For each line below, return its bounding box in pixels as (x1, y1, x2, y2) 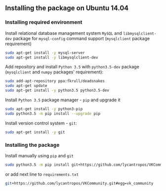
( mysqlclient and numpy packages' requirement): (5, 69, 104, 75)
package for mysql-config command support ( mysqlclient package (13, 35, 150, 41)
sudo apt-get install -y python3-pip (5, 107, 83, 112)
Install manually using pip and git (5, 152, 74, 158)
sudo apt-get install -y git (5, 129, 65, 134)
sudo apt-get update (5, 83, 48, 88)
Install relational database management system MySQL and (5, 30, 123, 36)
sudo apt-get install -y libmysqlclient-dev (5, 55, 98, 60)
